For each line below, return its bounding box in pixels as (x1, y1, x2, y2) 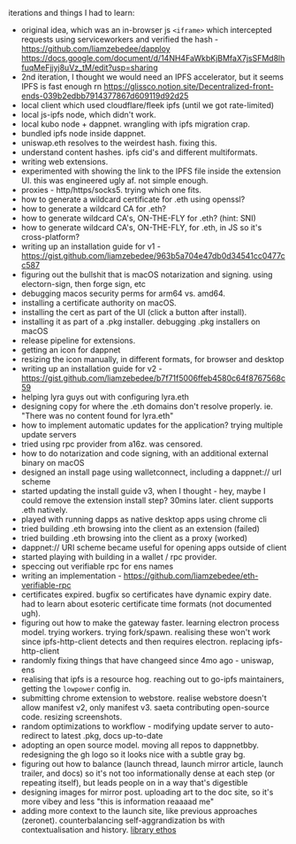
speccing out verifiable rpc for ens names (20, 561, 174, 571)
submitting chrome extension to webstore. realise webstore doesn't (20, 693, 267, 703)
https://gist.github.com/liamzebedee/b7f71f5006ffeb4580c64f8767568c (20, 373, 286, 383)
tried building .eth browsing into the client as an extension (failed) (20, 523, 260, 534)
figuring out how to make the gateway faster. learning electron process (20, 617, 280, 628)
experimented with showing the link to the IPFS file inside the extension (20, 166, 282, 176)
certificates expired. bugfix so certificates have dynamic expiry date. (20, 589, 272, 600)
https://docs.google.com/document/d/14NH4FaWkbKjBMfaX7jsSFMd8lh (20, 53, 285, 63)
